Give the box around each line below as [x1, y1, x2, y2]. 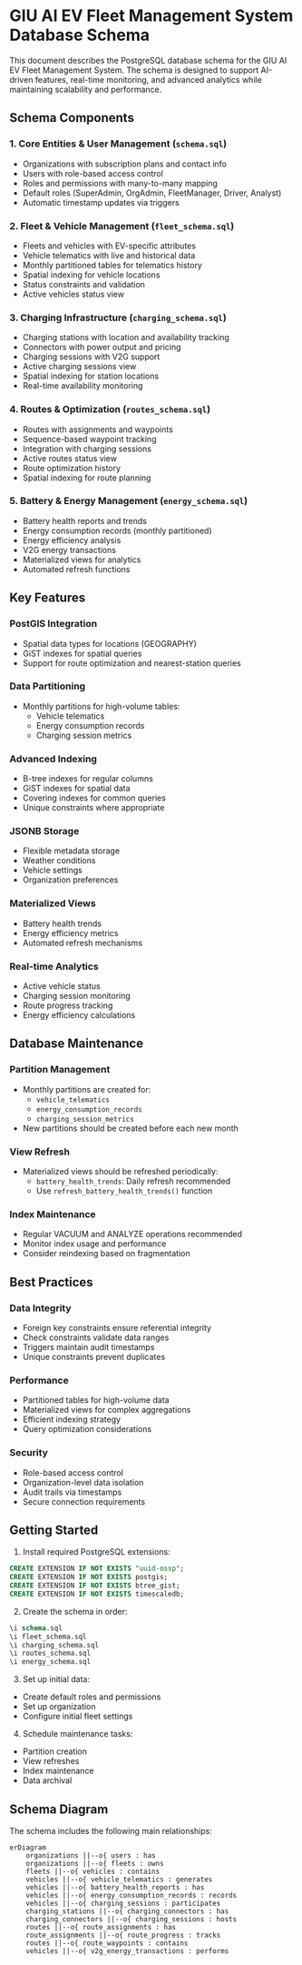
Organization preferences [22, 874, 119, 885]
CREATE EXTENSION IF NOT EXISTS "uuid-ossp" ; [9, 1564, 184, 1574]
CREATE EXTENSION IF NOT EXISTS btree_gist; [9, 1581, 180, 1590]
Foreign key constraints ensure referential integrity [22, 1322, 211, 1333]
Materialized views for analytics [22, 554, 141, 565]
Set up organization [22, 1701, 97, 1712]
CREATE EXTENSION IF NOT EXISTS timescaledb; [9, 1589, 184, 1598]
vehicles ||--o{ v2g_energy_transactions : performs [25, 1947, 229, 1956]
